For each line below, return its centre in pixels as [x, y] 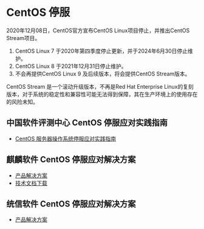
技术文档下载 [31, 183]
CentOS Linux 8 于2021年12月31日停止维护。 [71, 66]
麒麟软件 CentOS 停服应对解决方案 [71, 159]
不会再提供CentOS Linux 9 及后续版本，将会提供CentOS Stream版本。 [103, 73]
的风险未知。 [22, 101]
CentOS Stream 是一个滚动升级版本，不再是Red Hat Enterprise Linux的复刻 [100, 86]
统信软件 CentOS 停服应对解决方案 [71, 204]
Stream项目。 [23, 38]
